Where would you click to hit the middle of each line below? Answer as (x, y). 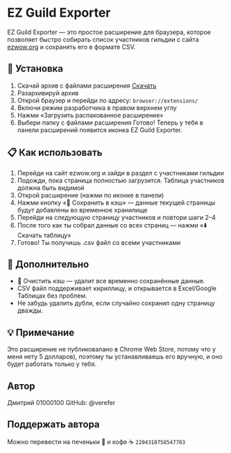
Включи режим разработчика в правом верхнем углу (97, 108)
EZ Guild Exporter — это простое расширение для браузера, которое (109, 32)
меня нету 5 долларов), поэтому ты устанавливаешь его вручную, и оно (115, 357)
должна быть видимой (51, 188)
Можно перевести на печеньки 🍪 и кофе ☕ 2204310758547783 (96, 442)
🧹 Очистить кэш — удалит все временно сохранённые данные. (111, 281)
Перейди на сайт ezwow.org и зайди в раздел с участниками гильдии (120, 173)
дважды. (30, 310)
